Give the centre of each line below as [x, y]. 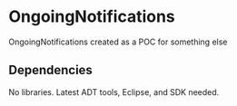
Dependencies [50, 70]
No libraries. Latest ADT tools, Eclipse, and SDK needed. [114, 92]
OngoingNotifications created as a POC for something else [118, 42]
